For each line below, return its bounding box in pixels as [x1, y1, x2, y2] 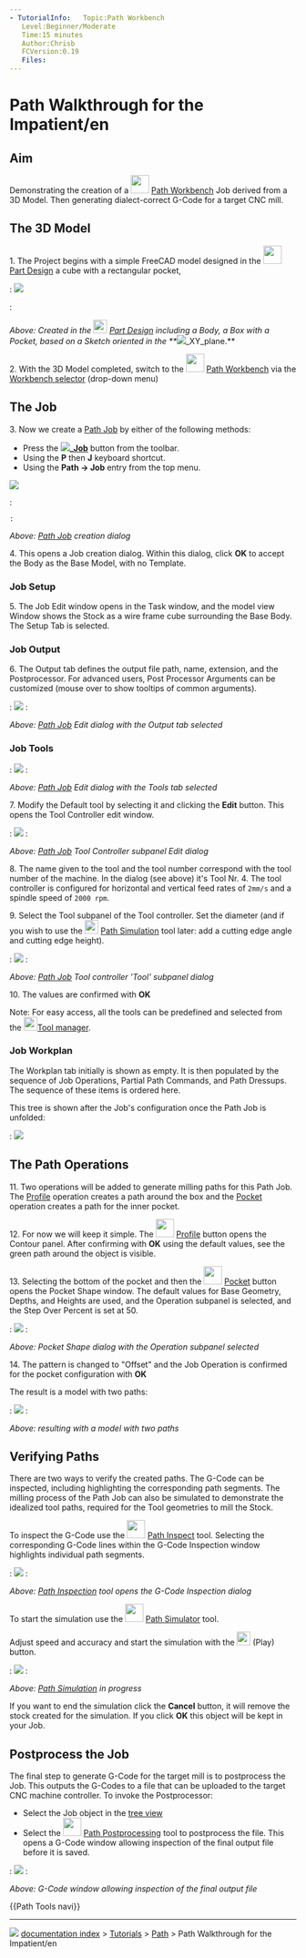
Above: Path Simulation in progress [9, 1683, 142, 1694]
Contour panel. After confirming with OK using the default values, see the [9, 1238, 285, 1249]
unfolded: [9, 1112, 46, 1123]
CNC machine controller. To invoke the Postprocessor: [9, 1790, 214, 1801]
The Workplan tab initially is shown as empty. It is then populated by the [9, 1065, 280, 1076]
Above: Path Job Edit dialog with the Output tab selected [9, 719, 223, 730]
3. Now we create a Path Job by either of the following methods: [9, 423, 251, 434]
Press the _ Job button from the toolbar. [22, 443, 179, 454]
